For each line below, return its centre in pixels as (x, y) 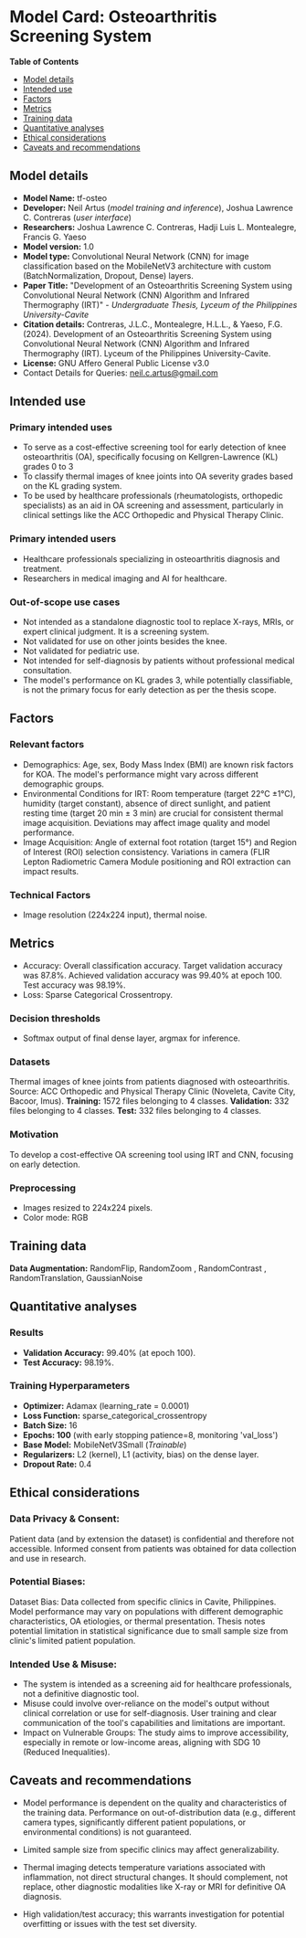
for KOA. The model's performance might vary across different (140, 774)
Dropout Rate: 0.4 (57, 1464)
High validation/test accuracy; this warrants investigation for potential (153, 1914)
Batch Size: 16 (50, 1425)
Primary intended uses (61, 428)
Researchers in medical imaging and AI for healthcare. (125, 578)
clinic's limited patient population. (73, 1640)
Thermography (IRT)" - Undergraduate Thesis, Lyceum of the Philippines (160, 304)
